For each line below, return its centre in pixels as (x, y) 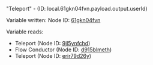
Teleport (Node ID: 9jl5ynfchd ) (52, 43)
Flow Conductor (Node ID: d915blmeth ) (63, 49)
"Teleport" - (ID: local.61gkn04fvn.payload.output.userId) (77, 9)
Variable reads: (25, 32)
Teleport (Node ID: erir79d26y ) (53, 56)
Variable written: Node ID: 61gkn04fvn (53, 20)
